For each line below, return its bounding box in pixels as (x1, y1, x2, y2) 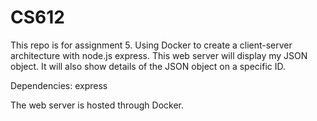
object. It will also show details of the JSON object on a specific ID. (10, 60, 287, 72)
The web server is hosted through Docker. (10, 99, 185, 111)
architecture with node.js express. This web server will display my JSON (10, 49, 308, 61)
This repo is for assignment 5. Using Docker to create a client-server (10, 39, 293, 51)
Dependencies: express (10, 79, 108, 91)
